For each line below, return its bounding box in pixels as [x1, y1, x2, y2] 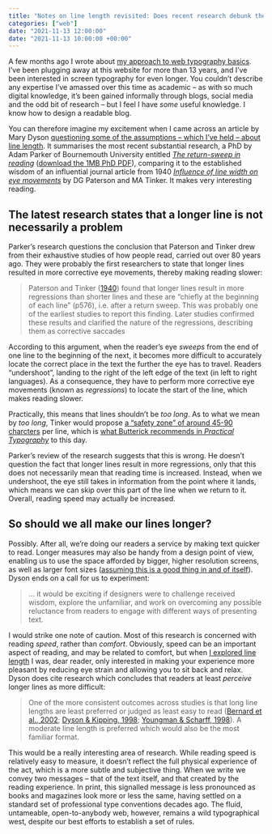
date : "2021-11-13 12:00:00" [8, 27, 107, 35]
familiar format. [28, 732, 79, 742]
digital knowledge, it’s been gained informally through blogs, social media [8, 91, 253, 101]
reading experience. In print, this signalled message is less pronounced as [8, 782, 257, 792]
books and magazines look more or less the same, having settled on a [8, 790, 241, 800]
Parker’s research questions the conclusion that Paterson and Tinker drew [8, 242, 256, 252]
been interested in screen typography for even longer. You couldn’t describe [8, 74, 263, 83]
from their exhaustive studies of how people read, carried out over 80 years [8, 250, 261, 260]
